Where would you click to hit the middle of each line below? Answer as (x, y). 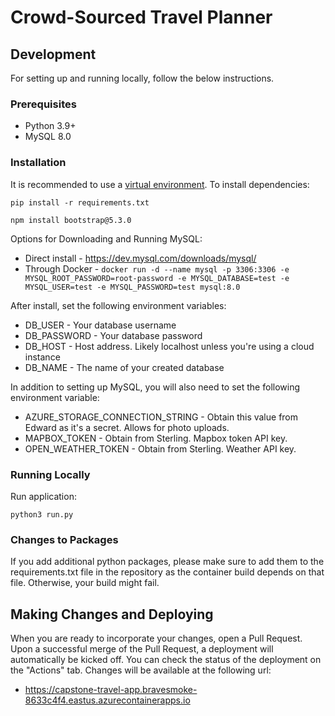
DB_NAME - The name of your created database (124, 367)
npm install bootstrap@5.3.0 (71, 220)
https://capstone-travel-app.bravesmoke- (111, 689)
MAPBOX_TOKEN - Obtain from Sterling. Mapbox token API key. (156, 438)
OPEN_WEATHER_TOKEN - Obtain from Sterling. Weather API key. (160, 448)
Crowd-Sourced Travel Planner (141, 17)
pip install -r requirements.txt (80, 202)
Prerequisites (43, 104)
